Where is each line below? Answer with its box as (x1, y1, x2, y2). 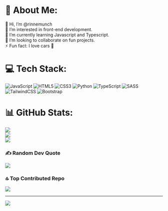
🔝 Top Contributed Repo (5, 175, 65, 182)
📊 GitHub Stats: (5, 107, 73, 118)
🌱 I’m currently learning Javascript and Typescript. (5, 32, 109, 38)
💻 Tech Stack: (5, 63, 67, 75)
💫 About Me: (5, 5, 58, 16)
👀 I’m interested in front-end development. (5, 26, 92, 32)
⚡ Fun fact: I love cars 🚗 (5, 43, 54, 49)
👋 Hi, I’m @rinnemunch (5, 21, 52, 27)
